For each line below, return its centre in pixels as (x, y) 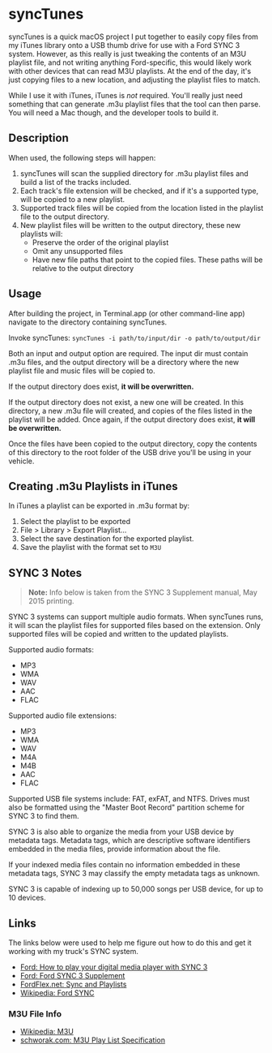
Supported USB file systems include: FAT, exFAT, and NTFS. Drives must (129, 799)
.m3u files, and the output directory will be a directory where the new (124, 362)
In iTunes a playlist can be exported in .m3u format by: (99, 506)
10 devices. (27, 898)
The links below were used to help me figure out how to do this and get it (130, 943)
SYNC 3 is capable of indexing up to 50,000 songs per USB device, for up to (136, 889)
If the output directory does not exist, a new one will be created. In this (126, 402)
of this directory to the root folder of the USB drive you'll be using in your (130, 452)
